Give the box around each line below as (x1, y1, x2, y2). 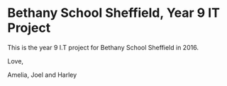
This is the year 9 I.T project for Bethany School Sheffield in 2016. (7, 43, 199, 51)
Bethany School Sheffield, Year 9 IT (7, 5, 220, 21)
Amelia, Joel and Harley (7, 70, 77, 79)
